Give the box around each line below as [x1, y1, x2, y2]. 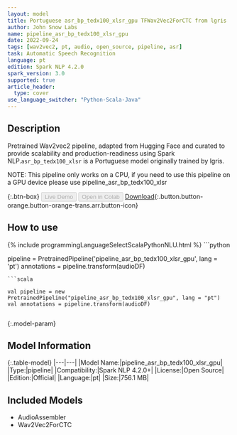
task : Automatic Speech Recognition [7, 50, 116, 58]
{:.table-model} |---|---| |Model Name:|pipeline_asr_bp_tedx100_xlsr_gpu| [7, 358, 223, 367]
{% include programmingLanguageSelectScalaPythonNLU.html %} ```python [7, 240, 231, 249]
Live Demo [45, 193, 73, 200]
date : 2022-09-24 [7, 37, 59, 44]
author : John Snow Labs [7, 23, 78, 31]
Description [7, 122, 60, 135]
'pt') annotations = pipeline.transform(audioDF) [7, 262, 145, 270]
